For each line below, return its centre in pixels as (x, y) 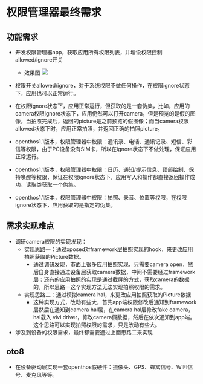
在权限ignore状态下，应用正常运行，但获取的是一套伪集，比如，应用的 (102, 106)
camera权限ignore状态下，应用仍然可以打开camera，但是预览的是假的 (102, 113)
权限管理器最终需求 (54, 12)
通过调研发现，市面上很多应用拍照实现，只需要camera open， (111, 264)
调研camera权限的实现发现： (51, 241)
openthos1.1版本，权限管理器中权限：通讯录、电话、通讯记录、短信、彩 (104, 142)
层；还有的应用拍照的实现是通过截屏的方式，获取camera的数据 (111, 279)
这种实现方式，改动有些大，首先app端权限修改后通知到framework (115, 302)
